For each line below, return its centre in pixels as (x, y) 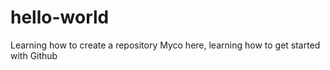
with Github (34, 55)
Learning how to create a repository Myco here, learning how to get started (165, 45)
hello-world (60, 17)
